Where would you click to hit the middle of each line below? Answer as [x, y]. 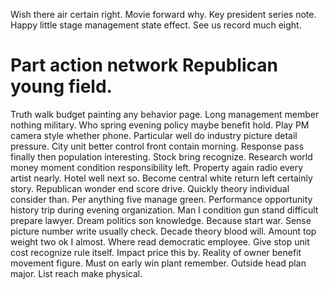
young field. [61, 86]
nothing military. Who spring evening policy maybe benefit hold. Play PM [160, 125]
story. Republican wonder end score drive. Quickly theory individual [150, 188]
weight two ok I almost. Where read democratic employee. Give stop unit [160, 241]
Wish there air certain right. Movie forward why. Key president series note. [163, 14]
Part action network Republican [144, 65]
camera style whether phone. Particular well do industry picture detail [154, 135]
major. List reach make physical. [76, 273]
